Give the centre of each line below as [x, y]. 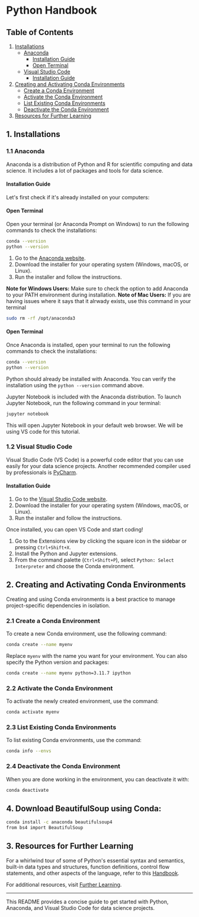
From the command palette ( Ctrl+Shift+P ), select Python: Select [94, 560]
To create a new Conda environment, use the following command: [86, 634]
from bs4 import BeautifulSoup [45, 828]
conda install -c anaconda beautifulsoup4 [59, 822]
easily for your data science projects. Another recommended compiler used [98, 466]
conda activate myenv [33, 712]
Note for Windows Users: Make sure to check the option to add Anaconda [97, 288]
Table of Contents [40, 32]
